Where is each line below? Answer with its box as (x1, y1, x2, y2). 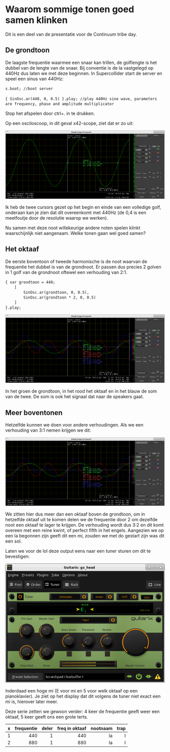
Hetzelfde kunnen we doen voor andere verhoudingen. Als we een (5, 422, 144, 428)
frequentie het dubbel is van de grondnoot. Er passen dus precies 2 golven (5, 263, 162, 270)
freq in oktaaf (57, 725, 87, 731)
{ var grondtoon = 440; (5, 280, 56, 285)
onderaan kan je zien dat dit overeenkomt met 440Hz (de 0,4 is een (5, 209, 147, 216)
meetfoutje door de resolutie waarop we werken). (5, 215, 108, 221)
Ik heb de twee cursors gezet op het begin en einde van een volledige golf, (5, 204, 161, 210)
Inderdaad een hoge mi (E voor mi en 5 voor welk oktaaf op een (5, 688, 138, 694)
